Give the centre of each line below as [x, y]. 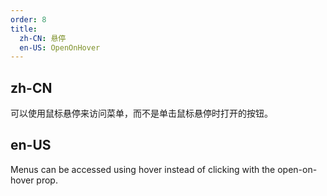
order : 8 [28, 19]
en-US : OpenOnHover [60, 47]
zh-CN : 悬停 [43, 38]
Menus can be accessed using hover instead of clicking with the [143, 169]
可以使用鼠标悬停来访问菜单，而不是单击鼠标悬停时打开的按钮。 [141, 113]
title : [24, 29]
